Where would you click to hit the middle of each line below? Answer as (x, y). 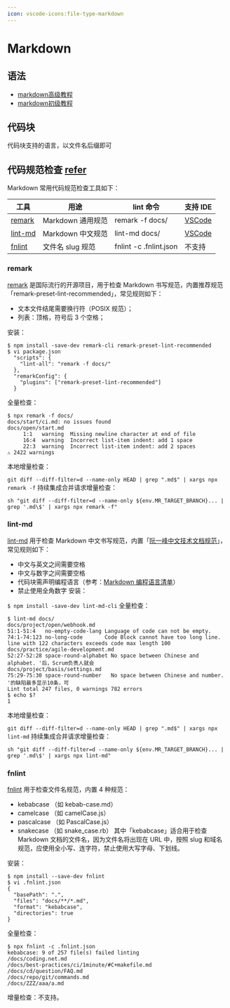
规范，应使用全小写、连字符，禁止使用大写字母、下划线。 (100, 848)
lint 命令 (146, 207)
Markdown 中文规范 (75, 234)
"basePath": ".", (39, 895)
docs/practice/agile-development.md (61, 649)
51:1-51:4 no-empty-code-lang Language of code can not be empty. (109, 631)
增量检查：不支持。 (35, 997)
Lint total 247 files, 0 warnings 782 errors (75, 689)
